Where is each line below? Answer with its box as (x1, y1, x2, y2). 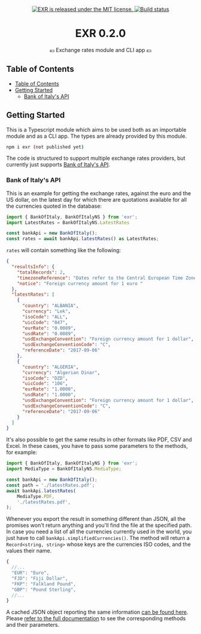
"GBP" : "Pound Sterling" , (11, 587, 77, 593)
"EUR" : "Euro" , (11, 570, 50, 576)
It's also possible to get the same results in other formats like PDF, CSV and (6, 436, 193, 443)
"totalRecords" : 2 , (17, 269, 66, 275)
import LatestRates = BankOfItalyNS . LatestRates (6, 219, 130, 226)
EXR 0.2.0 (75, 27, 126, 40)
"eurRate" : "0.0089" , (22, 325, 77, 331)
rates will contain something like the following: (6, 247, 121, 254)
